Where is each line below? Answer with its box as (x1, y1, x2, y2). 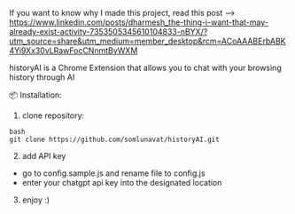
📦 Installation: (9, 90, 62, 100)
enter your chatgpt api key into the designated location (21, 178, 222, 187)
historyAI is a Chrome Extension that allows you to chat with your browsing (9, 62, 282, 73)
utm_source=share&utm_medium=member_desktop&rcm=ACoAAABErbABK (9, 36, 286, 46)
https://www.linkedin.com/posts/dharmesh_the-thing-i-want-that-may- (9, 17, 268, 28)
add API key (21, 151, 66, 161)
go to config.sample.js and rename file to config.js (21, 168, 206, 178)
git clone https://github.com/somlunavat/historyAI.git (9, 135, 220, 144)
